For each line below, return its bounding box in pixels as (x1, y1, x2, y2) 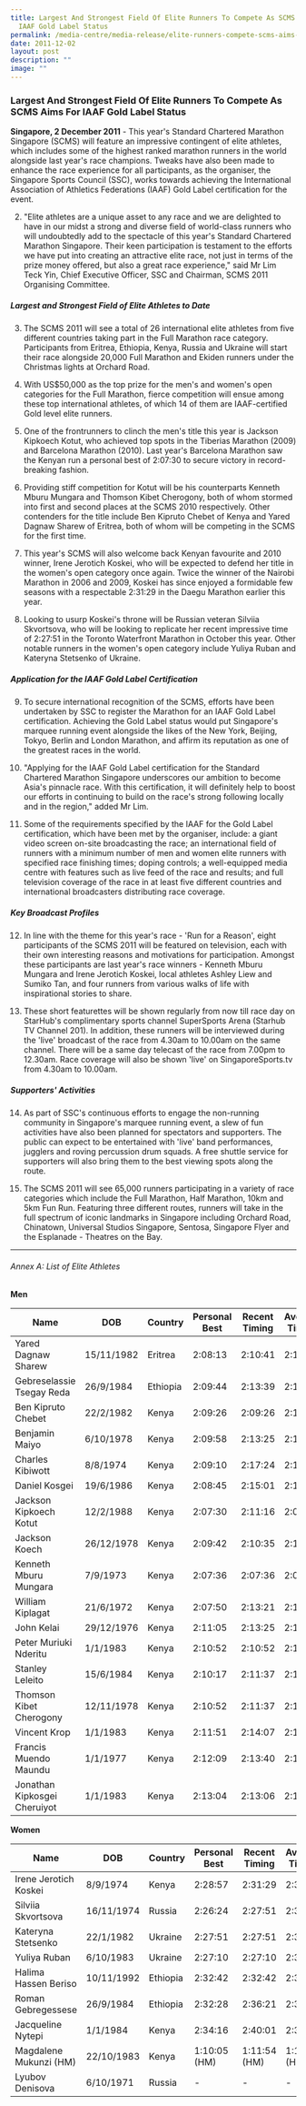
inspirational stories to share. (23, 988, 133, 999)
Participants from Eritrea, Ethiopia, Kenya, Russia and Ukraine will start (23, 342, 288, 353)
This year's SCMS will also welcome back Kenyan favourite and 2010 (23, 548, 282, 559)
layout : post (10, 47, 60, 56)
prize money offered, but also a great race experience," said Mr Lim (23, 260, 277, 271)
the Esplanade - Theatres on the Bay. (23, 1232, 163, 1243)
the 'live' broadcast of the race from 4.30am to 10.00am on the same (23, 1034, 281, 1046)
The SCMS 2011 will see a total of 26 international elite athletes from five (23, 323, 294, 334)
